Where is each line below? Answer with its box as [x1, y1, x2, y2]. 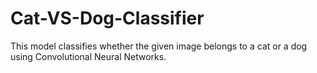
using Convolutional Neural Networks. [10, 50, 167, 62]
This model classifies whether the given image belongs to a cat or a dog [10, 40, 308, 52]
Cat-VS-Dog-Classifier [10, 7, 205, 30]
